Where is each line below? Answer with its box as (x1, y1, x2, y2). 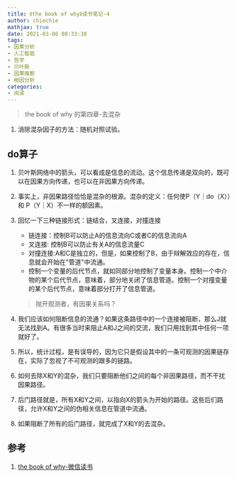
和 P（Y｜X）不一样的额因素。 (17, 200, 107, 210)
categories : (7, 83, 43, 90)
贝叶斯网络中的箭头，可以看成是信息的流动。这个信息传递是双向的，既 (17, 168, 224, 176)
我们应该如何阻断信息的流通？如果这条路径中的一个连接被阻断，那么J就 (17, 314, 227, 323)
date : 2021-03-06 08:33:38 (7, 30, 87, 38)
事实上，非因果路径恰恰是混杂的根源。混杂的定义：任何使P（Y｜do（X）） (17, 192, 231, 200)
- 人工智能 (7, 50, 35, 58)
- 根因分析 (7, 76, 35, 84)
